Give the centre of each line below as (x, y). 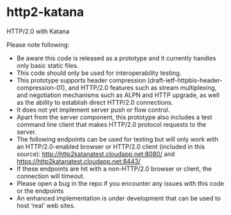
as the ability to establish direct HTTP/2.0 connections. (95, 102)
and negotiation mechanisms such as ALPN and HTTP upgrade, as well (118, 95)
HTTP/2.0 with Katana (38, 31)
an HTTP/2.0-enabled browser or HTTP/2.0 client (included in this (111, 146)
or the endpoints (40, 191)
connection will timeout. (50, 176)
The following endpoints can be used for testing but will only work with (117, 139)
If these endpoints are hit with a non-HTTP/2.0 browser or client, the (114, 169)
